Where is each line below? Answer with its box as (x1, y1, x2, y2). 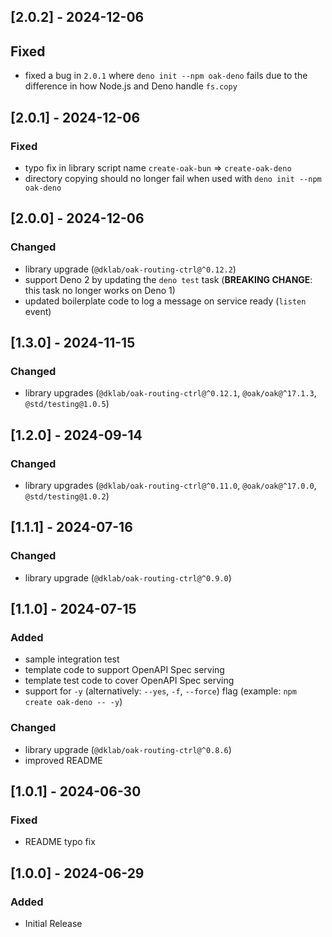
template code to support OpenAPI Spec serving (24, 664, 225, 676)
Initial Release (24, 918, 83, 929)
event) (24, 305, 52, 317)
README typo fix (24, 836, 96, 848)
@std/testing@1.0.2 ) (24, 490, 110, 502)
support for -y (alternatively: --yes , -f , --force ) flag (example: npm (24, 685, 297, 697)
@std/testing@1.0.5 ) (24, 398, 110, 410)
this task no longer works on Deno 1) (24, 284, 176, 296)
